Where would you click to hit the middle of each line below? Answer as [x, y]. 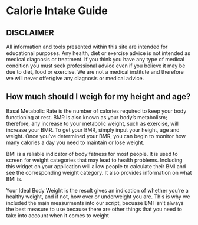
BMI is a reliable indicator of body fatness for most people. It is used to [92, 154]
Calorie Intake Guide [57, 11]
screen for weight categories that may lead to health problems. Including [94, 160]
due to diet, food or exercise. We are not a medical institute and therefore [95, 72]
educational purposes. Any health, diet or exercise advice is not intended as [98, 53]
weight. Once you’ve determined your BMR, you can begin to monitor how [96, 136]
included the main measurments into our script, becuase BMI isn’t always [95, 203]
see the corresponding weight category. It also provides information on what [99, 172]
